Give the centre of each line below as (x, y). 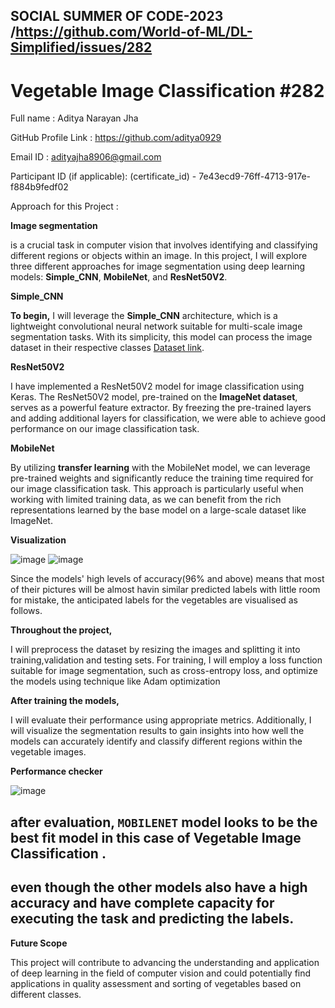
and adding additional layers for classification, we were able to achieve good (168, 418)
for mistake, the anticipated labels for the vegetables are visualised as (154, 600)
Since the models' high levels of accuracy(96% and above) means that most (167, 579)
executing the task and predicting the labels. (152, 919)
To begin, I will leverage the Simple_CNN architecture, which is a (144, 316)
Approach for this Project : (64, 206)
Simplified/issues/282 (81, 47)
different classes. (46, 994)
